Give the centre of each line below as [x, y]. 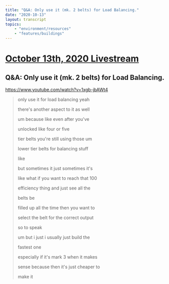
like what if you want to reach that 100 [57, 178]
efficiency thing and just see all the [54, 188]
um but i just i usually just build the [54, 237]
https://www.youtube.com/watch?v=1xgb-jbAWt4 [57, 90]
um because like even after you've [53, 119]
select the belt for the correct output [55, 217]
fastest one [29, 247]
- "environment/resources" [43, 29]
